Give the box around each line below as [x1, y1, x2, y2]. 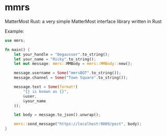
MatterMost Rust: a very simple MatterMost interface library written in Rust [5, 18, 162, 24]
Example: [5, 28, 24, 34]
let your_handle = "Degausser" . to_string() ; [14, 52, 110, 57]
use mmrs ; [5, 38, 26, 43]
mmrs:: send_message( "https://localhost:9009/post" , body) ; [14, 121, 142, 127]
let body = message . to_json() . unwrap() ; [14, 112, 101, 118]
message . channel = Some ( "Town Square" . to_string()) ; [14, 75, 128, 80]
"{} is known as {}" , [23, 89, 69, 94]
